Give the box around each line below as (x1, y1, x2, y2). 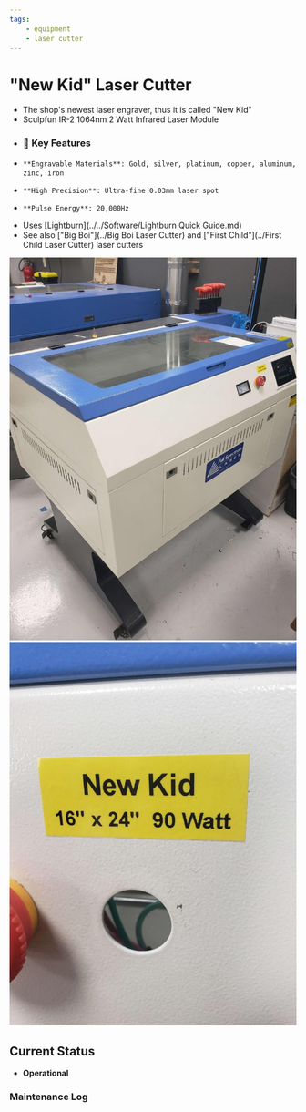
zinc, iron (22, 169, 65, 178)
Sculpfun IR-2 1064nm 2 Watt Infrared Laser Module (22, 114, 219, 125)
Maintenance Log (9, 1090, 88, 1103)
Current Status (9, 1044, 96, 1059)
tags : (9, 15, 30, 24)
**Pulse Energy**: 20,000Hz (22, 203, 129, 213)
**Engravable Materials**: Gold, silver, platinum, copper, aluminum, (22, 160, 297, 169)
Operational (22, 1067, 69, 1079)
